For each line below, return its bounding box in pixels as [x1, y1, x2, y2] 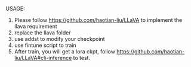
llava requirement [14, 23, 57, 30]
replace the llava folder [14, 29, 71, 36]
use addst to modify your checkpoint [14, 36, 105, 42]
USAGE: [5, 5, 25, 12]
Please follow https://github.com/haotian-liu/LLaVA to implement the [14, 17, 183, 23]
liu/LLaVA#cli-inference [14, 55, 72, 61]
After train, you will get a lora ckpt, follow [14, 48, 116, 55]
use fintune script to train [14, 42, 77, 49]
